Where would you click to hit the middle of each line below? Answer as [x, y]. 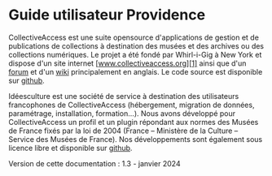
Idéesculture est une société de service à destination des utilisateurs [124, 96]
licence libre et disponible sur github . [70, 148]
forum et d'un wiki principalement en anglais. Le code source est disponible [136, 71]
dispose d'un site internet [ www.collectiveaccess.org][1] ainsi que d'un [127, 63]
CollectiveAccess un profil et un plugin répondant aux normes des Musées [134, 122]
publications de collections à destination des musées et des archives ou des [136, 45]
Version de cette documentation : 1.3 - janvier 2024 [94, 163]
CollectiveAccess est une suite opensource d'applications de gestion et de [134, 37]
